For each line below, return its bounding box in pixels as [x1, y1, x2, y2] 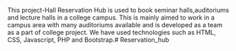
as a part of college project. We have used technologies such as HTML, [7, 28, 216, 36]
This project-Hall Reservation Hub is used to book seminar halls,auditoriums [7, 6, 230, 14]
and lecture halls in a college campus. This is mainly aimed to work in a [7, 13, 215, 22]
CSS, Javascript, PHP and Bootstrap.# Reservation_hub [7, 36, 169, 44]
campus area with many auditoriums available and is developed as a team [7, 21, 223, 29]
